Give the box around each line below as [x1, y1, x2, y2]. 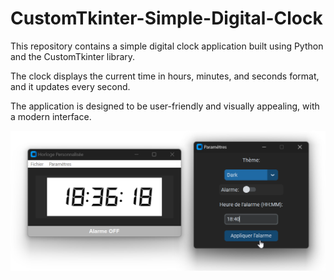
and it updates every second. [10, 80, 131, 92]
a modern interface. [10, 110, 92, 122]
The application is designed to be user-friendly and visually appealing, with [10, 100, 320, 112]
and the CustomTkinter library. [10, 50, 136, 62]
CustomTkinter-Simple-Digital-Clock [10, 7, 323, 30]
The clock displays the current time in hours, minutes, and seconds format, [10, 70, 320, 82]
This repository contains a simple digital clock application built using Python [10, 40, 324, 52]
